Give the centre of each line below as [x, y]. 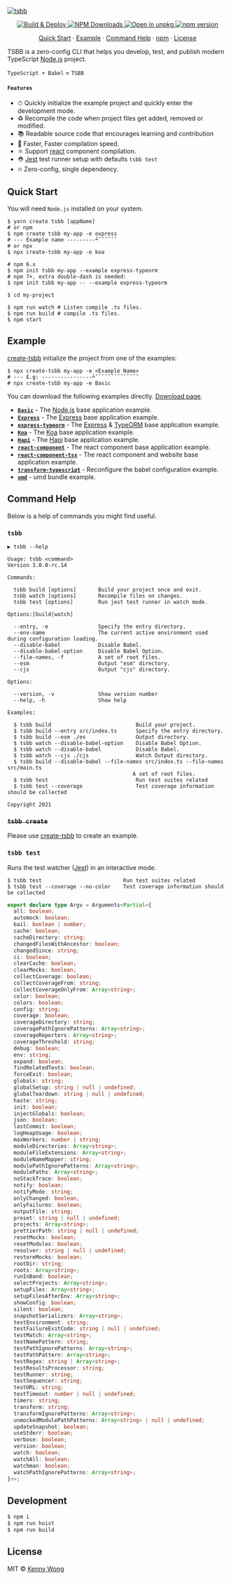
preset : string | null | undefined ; [67, 1218]
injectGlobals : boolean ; [50, 1113]
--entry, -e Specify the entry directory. [100, 627]
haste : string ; [36, 1100]
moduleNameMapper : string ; [53, 1159]
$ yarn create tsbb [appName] [51, 222]
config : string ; [37, 1009]
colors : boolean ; [39, 1003]
